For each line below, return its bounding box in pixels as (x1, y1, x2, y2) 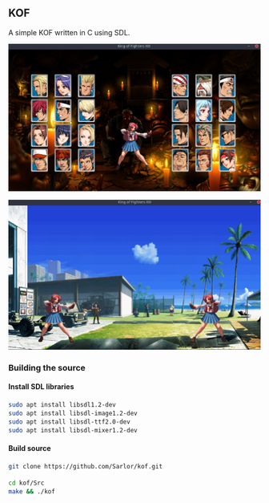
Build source (8, 444, 51, 453)
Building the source (8, 362, 86, 373)
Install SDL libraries (8, 382, 74, 391)
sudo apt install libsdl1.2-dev (8, 401, 116, 409)
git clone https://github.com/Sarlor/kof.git (8, 462, 163, 470)
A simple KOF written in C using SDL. (8, 27, 130, 37)
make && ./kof (8, 488, 56, 496)
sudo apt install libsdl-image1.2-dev (8, 409, 138, 417)
